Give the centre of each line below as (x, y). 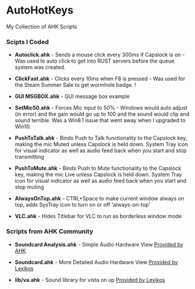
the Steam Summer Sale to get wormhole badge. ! (75, 85)
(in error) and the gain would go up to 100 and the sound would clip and (102, 114)
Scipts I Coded (27, 42)
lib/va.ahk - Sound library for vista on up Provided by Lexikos (90, 280)
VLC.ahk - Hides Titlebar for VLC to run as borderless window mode (98, 216)
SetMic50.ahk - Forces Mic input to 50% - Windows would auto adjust (101, 108)
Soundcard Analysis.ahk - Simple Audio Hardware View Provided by (99, 244)
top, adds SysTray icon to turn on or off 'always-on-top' (82, 205)
